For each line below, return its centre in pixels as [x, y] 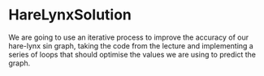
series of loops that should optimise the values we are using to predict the [132, 54]
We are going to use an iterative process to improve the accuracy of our [129, 37]
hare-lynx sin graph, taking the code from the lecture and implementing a [131, 45]
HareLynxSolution [70, 15]
